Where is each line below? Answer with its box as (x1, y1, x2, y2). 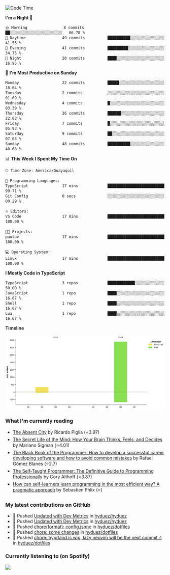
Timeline (5, 325, 24, 331)
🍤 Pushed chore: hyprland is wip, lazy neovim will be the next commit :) (12, 535, 162, 541)
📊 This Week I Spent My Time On (5, 156, 77, 161)
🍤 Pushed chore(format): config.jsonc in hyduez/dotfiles (12, 524, 130, 530)
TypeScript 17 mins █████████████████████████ (5, 183, 165, 188)
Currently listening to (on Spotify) (5, 553, 90, 560)
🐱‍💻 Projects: (5, 229, 33, 234)
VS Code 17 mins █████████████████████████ (5, 214, 165, 219)
